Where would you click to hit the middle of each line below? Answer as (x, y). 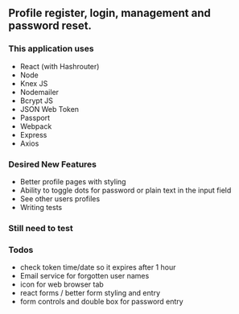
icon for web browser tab (62, 284)
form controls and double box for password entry (101, 302)
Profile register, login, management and (110, 13)
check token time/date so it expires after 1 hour (98, 267)
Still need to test (41, 228)
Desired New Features (52, 164)
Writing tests (41, 207)
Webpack (36, 126)
